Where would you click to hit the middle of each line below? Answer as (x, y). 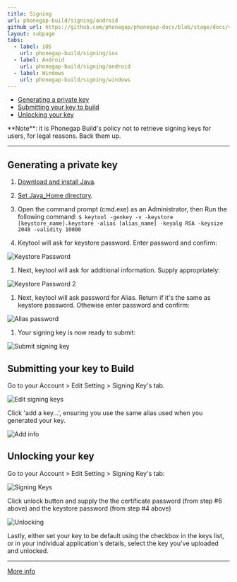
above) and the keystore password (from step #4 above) (89, 508)
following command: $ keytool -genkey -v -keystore (95, 217)
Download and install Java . (57, 182)
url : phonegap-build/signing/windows (75, 80)
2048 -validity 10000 (49, 230)
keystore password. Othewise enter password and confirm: (104, 305)
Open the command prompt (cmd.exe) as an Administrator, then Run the (122, 209)
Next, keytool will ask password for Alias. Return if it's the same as (114, 298)
